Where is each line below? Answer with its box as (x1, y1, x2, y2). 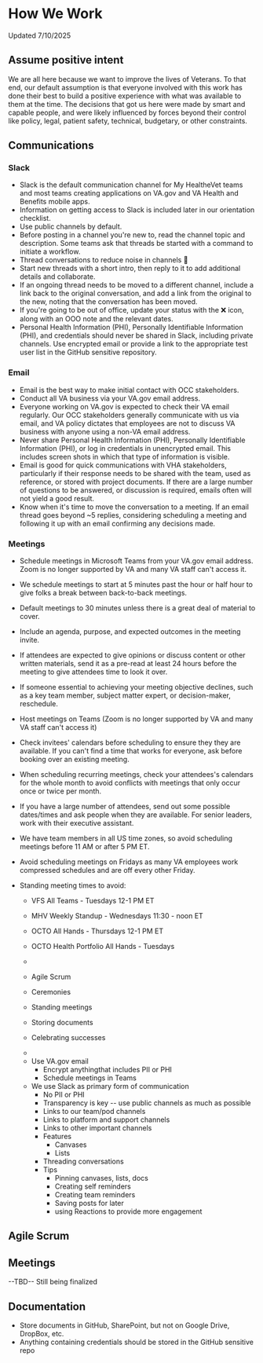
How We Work (8, 5, 104, 23)
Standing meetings (31, 1002, 93, 1012)
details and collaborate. (19, 272, 96, 281)
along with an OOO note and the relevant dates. (19, 314, 174, 324)
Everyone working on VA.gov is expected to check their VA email (19, 401, 230, 411)
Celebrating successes (31, 1033, 106, 1042)
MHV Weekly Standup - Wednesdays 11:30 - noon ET (31, 911, 204, 921)
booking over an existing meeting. (19, 755, 130, 764)
